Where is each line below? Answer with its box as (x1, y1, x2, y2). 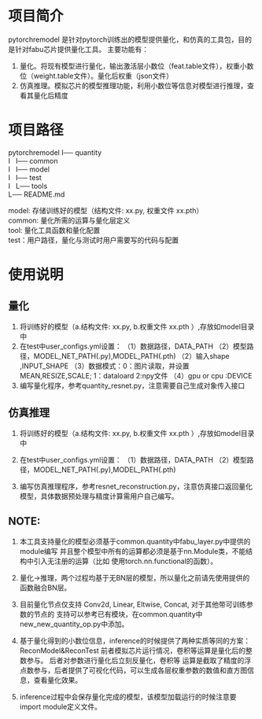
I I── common (8, 156, 58, 165)
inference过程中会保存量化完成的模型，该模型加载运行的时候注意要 (19, 691, 238, 701)
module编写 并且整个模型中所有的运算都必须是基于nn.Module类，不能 (19, 546, 246, 555)
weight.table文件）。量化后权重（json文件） (33, 71, 174, 80)
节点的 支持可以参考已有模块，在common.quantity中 (33, 609, 203, 618)
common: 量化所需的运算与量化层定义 (8, 216, 131, 225)
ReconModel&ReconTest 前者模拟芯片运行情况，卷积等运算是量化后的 (19, 646, 246, 655)
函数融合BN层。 (19, 583, 72, 592)
